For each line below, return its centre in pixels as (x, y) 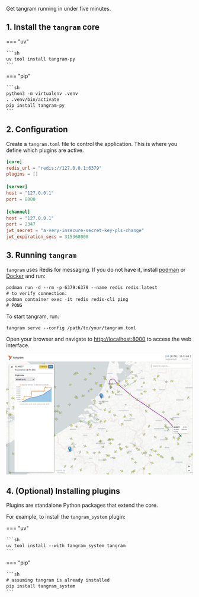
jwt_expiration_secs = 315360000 (47, 237)
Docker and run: (26, 276)
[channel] (18, 212)
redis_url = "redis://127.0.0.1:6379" (54, 168)
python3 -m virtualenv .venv (42, 93)
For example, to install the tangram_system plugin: (66, 517)
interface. (18, 345)
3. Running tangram (41, 255)
